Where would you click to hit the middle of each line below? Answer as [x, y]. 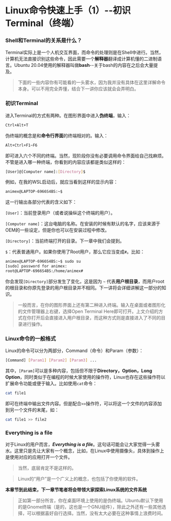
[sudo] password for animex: [36, 266]
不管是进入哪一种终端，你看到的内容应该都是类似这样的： [66, 162]
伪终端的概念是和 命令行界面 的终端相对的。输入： [57, 135]
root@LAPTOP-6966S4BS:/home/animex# [44, 271]
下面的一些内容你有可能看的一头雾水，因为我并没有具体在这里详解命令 [92, 83]
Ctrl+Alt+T [17, 125]
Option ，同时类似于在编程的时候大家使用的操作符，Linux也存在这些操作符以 [86, 377]
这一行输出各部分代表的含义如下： [41, 202]
